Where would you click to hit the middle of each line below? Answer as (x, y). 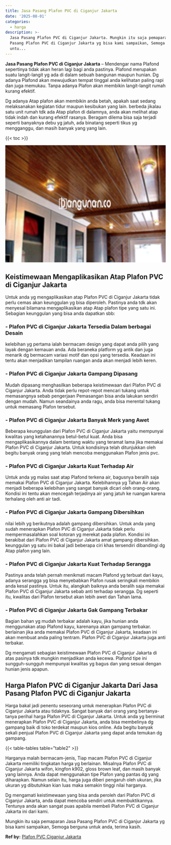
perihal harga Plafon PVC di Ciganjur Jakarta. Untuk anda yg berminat (91, 716)
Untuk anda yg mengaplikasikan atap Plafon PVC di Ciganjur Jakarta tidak (83, 297)
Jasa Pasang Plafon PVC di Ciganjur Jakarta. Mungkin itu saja (78, 38)
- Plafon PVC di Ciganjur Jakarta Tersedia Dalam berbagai (78, 327)
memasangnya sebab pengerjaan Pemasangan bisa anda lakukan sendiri (82, 396)
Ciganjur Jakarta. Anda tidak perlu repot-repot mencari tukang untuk (77, 390)
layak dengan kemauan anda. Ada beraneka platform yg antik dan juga (79, 350)
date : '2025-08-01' (26, 16)
